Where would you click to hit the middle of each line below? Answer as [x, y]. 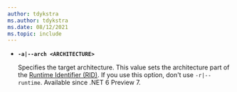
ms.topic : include [35, 34]
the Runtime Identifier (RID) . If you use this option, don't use [106, 75]
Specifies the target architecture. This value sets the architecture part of [123, 67]
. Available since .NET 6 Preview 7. [90, 83]
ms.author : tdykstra [38, 21]
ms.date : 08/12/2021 [38, 27]
